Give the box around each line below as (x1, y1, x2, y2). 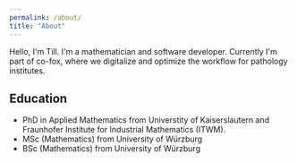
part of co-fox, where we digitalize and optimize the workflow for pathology (9, 56, 288, 66)
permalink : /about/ (9, 13, 82, 22)
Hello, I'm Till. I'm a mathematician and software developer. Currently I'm (9, 46, 277, 56)
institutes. (9, 64, 46, 76)
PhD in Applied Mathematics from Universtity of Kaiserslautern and (21, 115, 270, 125)
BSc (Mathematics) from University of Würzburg (21, 143, 201, 154)
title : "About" (9, 21, 66, 30)
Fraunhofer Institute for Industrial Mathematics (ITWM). (21, 124, 226, 135)
